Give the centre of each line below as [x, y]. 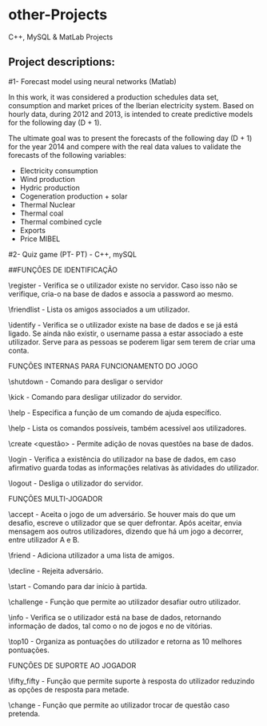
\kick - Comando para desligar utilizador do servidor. [95, 397]
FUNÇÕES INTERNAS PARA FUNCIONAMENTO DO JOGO [103, 365]
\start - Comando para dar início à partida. [78, 586]
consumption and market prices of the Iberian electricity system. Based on [131, 105]
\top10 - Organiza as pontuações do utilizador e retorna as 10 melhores [125, 641]
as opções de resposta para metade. [69, 689]
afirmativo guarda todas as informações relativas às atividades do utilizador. [134, 467]
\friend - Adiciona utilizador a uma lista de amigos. [91, 555]
